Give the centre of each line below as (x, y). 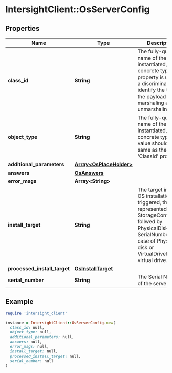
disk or (146, 247)
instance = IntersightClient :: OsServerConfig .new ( (60, 323)
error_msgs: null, (30, 347)
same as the (152, 150)
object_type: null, (31, 332)
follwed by (150, 222)
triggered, (149, 202)
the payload (152, 96)
